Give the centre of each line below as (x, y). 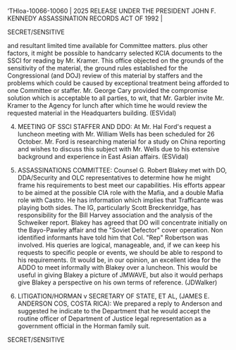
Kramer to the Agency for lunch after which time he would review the (107, 105)
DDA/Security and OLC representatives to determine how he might (114, 177)
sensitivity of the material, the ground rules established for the (98, 68)
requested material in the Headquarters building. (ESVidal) (92, 113)
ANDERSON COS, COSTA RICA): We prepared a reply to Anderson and (120, 304)
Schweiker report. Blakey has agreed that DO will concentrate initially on (122, 223)
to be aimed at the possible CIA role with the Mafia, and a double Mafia (120, 193)
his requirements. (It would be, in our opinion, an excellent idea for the (119, 260)
